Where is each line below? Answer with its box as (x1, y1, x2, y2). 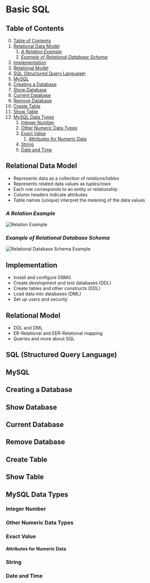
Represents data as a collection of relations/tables (13, 175, 120, 181)
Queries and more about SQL (13, 336, 75, 342)
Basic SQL (6, 4, 50, 15)
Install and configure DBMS (13, 275, 71, 281)
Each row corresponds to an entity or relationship (13, 186, 118, 192)
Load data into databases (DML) (13, 291, 81, 297)
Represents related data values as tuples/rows (13, 181, 111, 187)
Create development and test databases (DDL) (13, 280, 112, 286)
